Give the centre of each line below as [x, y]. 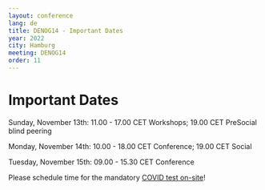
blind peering [30, 131]
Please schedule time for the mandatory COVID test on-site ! [107, 177]
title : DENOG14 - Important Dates [66, 30]
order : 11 [25, 61]
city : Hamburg [32, 46]
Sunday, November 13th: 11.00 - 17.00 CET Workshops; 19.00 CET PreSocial [133, 122]
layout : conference [41, 16]
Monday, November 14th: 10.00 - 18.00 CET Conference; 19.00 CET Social [130, 146]
